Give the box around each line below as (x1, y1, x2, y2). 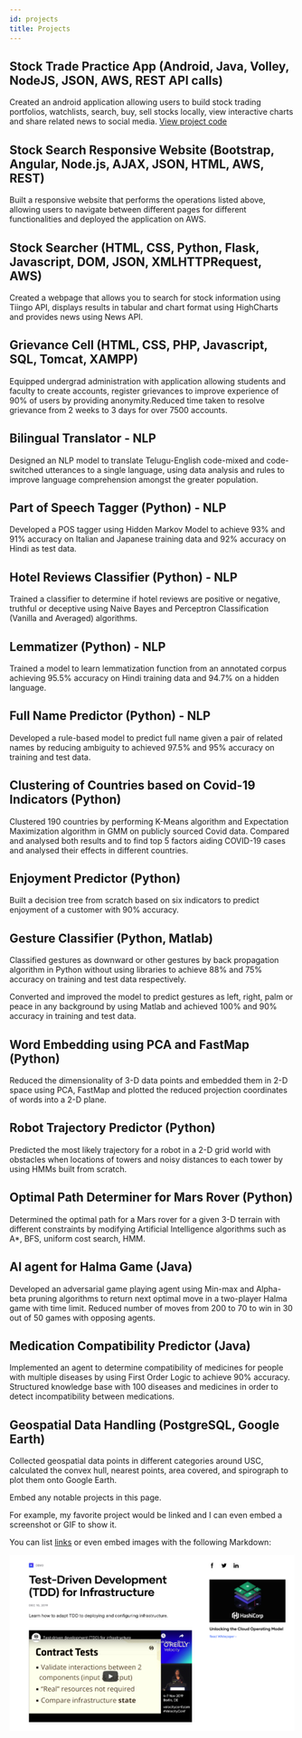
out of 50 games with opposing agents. (9, 1312, 156, 1323)
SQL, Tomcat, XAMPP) (9, 352, 138, 367)
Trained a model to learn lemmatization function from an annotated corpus (9, 663, 288, 674)
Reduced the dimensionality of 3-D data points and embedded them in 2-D (9, 1075, 288, 1086)
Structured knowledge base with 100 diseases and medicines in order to (9, 1382, 278, 1393)
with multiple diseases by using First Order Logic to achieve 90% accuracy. (9, 1372, 291, 1383)
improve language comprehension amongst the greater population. (9, 474, 260, 485)
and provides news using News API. (9, 311, 144, 322)
